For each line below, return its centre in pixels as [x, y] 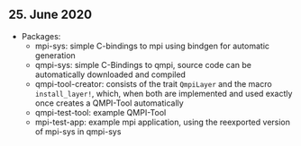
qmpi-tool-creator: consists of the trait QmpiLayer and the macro [153, 83]
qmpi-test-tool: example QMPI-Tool [100, 112]
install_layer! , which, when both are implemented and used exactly [164, 93]
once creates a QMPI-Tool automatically [109, 103]
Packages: [41, 36]
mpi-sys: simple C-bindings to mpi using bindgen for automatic [152, 46]
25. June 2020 [50, 15]
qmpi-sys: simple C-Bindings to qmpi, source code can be [143, 64]
